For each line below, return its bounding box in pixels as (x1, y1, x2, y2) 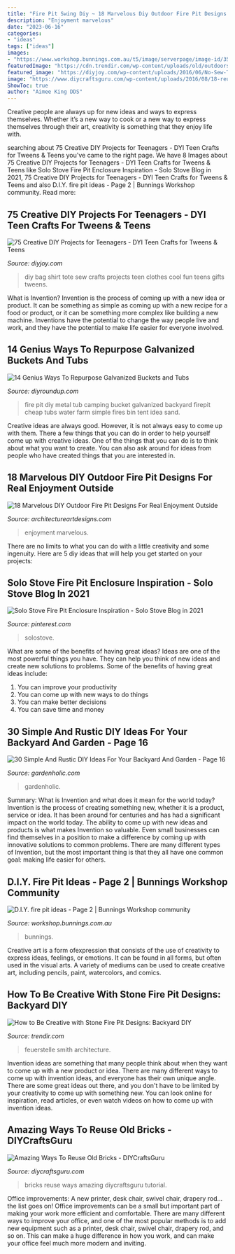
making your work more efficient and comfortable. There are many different (7, 1209, 225, 1218)
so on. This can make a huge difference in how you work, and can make (7, 1231, 215, 1240)
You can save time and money (17, 705, 105, 714)
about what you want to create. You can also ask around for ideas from (7, 443, 212, 452)
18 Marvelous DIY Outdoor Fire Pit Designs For (7, 471, 213, 483)
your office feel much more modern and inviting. (7, 1239, 147, 1247)
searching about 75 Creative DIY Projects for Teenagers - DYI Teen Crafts (7, 144, 220, 152)
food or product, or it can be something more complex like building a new (7, 308, 219, 317)
